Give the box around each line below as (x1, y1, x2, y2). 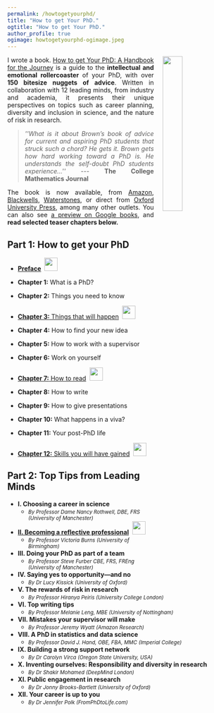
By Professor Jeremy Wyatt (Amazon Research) (27, 623, 144, 631)
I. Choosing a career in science (17, 499, 111, 508)
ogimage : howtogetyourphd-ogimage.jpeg (7, 37, 125, 44)
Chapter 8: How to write (17, 387, 89, 396)
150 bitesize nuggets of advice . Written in (7, 78, 154, 87)
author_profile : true (7, 30, 71, 37)
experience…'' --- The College (24, 167, 154, 176)
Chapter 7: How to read (17, 374, 87, 382)
